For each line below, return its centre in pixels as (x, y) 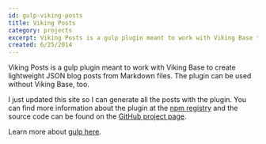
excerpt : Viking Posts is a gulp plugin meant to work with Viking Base (131, 38)
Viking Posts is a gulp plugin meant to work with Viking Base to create (122, 67)
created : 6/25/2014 (40, 45)
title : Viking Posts (42, 23)
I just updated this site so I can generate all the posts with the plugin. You (127, 100)
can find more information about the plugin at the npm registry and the (123, 108)
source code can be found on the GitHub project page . (97, 116)
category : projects (40, 30)
